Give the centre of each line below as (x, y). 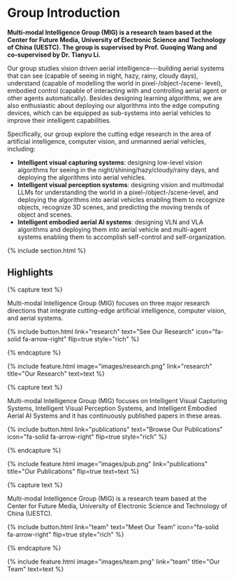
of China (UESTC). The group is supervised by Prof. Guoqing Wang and (112, 47)
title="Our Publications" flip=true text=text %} (73, 471)
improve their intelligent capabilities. (59, 120)
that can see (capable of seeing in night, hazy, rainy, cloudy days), (103, 76)
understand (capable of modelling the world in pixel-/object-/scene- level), (115, 83)
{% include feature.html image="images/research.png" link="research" (110, 366)
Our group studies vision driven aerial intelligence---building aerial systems (116, 68)
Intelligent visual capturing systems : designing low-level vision (110, 162)
